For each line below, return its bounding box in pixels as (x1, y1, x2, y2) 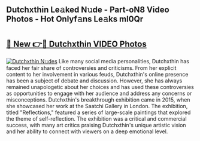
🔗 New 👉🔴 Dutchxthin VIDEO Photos (6, 39, 147, 49)
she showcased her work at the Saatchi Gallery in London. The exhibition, (6, 103, 188, 109)
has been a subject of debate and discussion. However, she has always (6, 77, 183, 84)
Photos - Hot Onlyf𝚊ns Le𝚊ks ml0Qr (6, 14, 144, 24)
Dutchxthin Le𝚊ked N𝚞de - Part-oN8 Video (6, 5, 169, 15)
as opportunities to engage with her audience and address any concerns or (6, 90, 192, 97)
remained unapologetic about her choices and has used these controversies (6, 84, 195, 90)
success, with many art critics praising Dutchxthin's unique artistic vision (6, 122, 187, 128)
